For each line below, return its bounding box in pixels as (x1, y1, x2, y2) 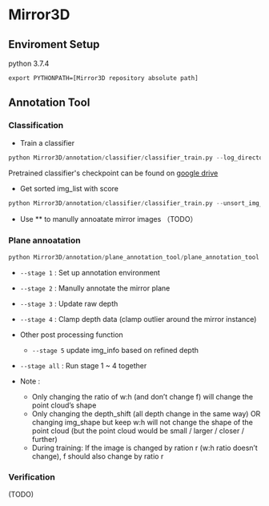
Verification (8, 471, 56, 482)
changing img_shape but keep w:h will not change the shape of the (31, 417, 254, 427)
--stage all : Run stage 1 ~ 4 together (19, 360, 147, 370)
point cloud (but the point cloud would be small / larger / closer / (31, 426, 244, 436)
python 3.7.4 (8, 58, 50, 68)
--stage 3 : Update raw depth (19, 299, 118, 308)
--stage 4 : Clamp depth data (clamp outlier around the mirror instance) (19, 314, 257, 323)
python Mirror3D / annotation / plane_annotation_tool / (8, 253, 184, 261)
